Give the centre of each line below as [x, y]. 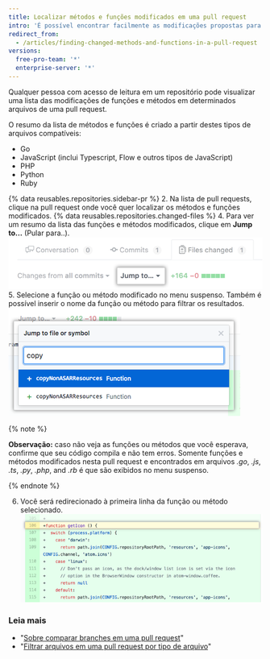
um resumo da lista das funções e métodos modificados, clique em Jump [131, 224]
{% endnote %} [34, 486]
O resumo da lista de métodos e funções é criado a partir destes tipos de [130, 124]
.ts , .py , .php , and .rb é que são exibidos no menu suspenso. [109, 470]
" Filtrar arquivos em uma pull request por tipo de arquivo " [116, 647]
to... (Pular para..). [39, 233]
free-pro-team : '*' [48, 60]
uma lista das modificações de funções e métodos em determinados [122, 100]
